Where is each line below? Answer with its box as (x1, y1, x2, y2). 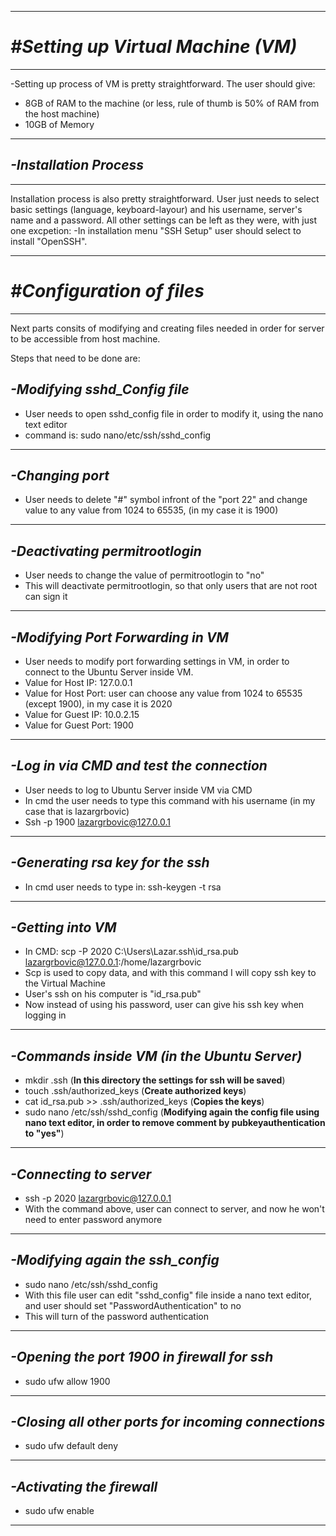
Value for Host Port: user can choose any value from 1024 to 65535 (24, 687, 303, 699)
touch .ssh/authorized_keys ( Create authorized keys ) (24, 1085, 247, 1097)
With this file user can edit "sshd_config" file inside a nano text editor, (24, 1289, 312, 1301)
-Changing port (10, 467, 110, 484)
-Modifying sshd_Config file (10, 381, 190, 398)
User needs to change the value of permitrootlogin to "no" (24, 569, 265, 581)
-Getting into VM (10, 919, 117, 936)
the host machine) (24, 107, 100, 120)
